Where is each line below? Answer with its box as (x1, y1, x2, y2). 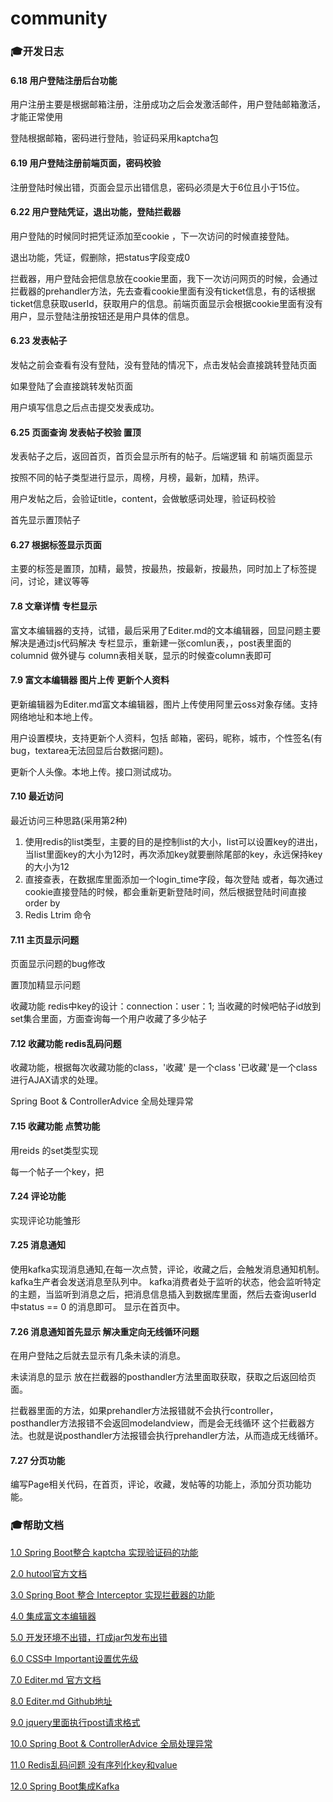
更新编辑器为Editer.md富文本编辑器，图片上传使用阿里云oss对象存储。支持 (10, 698, 318, 710)
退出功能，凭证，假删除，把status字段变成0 (10, 251, 190, 263)
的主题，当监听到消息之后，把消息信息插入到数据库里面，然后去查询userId (10, 1288, 317, 1300)
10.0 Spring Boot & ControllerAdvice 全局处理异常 (10, 1737, 213, 1749)
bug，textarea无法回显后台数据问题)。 (10, 744, 169, 756)
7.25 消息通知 (10, 1239, 66, 1251)
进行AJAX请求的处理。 (10, 1074, 104, 1086)
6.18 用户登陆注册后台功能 (10, 74, 118, 86)
